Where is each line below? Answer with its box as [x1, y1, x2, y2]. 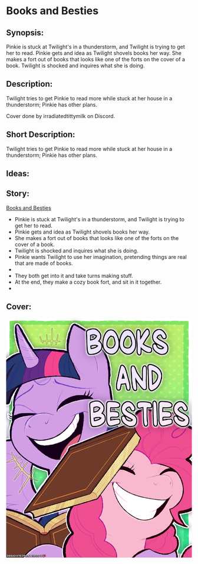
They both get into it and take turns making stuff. [14, 272, 134, 279]
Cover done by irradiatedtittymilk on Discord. [6, 112, 115, 119]
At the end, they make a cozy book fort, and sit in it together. [14, 278, 162, 286]
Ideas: [6, 169, 29, 179]
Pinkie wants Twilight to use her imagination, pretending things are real [14, 253, 187, 260]
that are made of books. [14, 260, 73, 267]
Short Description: [6, 130, 75, 140]
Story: [6, 189, 29, 199]
